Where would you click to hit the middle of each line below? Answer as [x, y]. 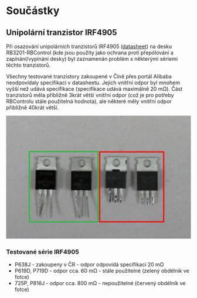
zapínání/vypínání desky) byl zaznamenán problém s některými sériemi [92, 59]
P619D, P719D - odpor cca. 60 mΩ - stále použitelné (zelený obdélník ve [102, 270]
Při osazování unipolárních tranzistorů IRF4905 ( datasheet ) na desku [89, 46]
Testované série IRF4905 [43, 252]
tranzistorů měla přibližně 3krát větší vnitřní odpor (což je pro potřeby [90, 95]
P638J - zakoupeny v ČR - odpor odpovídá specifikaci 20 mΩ [89, 264]
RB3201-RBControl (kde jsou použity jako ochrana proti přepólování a [90, 53]
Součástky [33, 11]
